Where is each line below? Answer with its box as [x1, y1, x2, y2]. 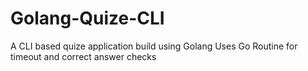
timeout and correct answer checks [10, 50, 157, 62]
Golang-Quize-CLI [10, 7, 165, 30]
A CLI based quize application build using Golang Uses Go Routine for [10, 40, 298, 52]
